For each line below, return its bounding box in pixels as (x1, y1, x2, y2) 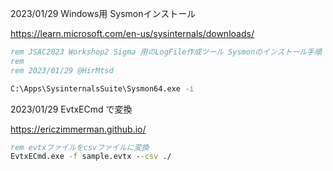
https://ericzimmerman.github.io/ (10, 123, 147, 135)
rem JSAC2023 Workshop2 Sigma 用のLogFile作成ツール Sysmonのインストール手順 (10, 47, 322, 57)
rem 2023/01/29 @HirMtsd (10, 65, 114, 76)
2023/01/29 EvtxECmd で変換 (10, 103, 133, 115)
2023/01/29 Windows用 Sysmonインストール (10, 8, 197, 19)
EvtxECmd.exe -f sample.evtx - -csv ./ (10, 152, 172, 162)
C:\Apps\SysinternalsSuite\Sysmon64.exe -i (10, 83, 195, 94)
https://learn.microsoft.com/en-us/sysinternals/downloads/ (10, 28, 255, 39)
